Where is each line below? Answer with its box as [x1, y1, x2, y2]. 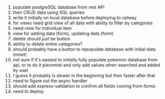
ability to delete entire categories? [12, 41, 83, 47]
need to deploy [12, 89, 44, 94]
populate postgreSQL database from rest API [12, 4, 105, 10]
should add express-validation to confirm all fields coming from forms [12, 83, 156, 89]
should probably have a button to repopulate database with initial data [12, 47, 156, 52]
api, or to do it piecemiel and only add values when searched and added [12, 62, 161, 68]
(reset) [12, 51, 27, 57]
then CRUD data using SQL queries [12, 9, 85, 15]
